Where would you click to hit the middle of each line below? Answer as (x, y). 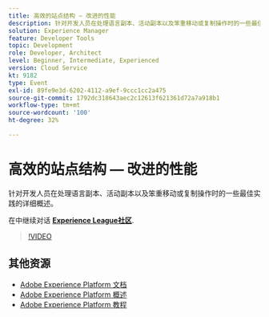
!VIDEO (40, 236)
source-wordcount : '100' (50, 113)
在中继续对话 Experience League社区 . (71, 220)
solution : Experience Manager (59, 30)
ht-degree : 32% (34, 120)
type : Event (28, 83)
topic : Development (41, 46)
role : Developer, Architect (55, 53)
